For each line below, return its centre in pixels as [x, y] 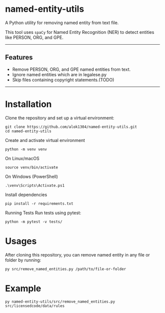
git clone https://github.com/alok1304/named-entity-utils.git [71, 127]
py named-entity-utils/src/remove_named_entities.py [60, 301]
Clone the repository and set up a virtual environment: [60, 118]
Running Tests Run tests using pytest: [43, 213]
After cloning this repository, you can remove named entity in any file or [78, 255]
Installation [28, 104]
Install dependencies [26, 195]
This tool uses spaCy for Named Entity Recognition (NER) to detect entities [80, 32]
